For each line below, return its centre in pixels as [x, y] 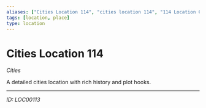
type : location [26, 23]
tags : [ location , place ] [38, 18]
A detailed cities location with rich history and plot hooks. [79, 82]
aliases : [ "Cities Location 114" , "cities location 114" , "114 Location [101, 12]
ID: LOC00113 [23, 100]
